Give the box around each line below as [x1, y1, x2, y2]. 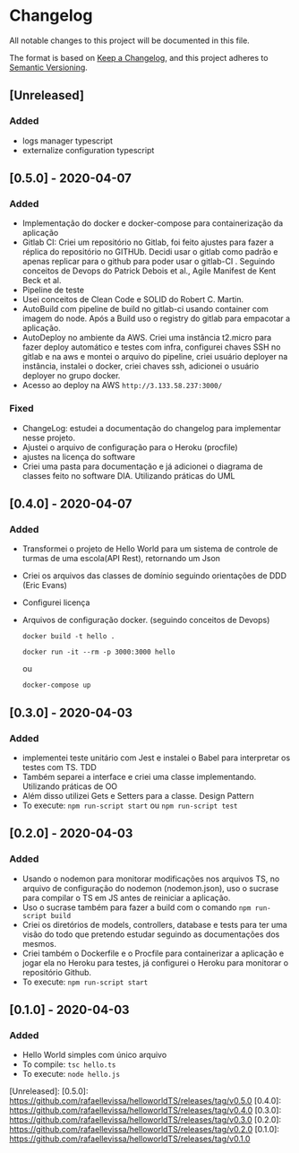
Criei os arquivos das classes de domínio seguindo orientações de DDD [21, 570, 287, 581]
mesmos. [21, 938, 56, 949]
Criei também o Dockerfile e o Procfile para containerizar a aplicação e [21, 948, 285, 958]
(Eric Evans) [21, 580, 67, 591]
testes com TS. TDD [21, 761, 97, 772]
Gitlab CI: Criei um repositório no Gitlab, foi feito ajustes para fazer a [21, 237, 275, 247]
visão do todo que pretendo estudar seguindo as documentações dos [21, 929, 280, 940]
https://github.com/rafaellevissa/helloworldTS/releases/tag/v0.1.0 [9, 1133, 251, 1144]
